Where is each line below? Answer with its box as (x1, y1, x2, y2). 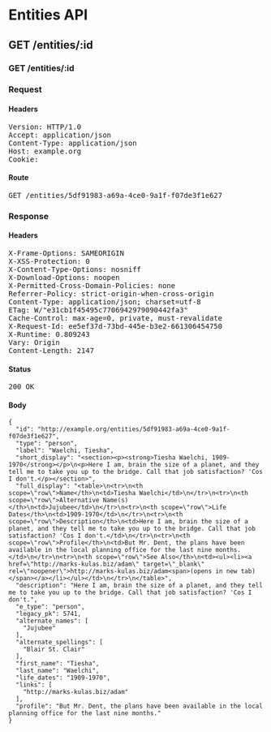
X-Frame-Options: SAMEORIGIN (8, 248, 124, 257)
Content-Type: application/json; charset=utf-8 (8, 297, 201, 306)
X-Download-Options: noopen (8, 273, 120, 282)
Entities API (8, 6, 88, 24)
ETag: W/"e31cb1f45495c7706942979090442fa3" (8, 305, 189, 314)
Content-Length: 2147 (8, 346, 95, 355)
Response (8, 210, 49, 222)
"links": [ (15, 681, 53, 689)
